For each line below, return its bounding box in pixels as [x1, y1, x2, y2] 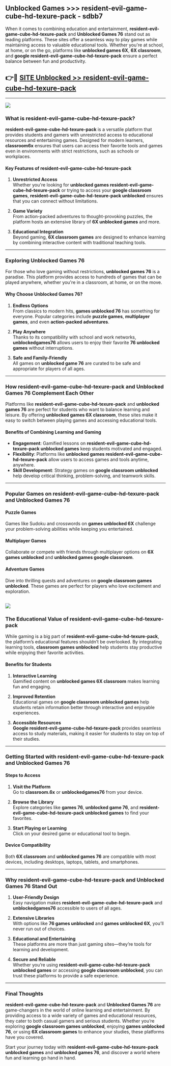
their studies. [12, 736, 41, 742]
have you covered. [5, 1034, 44, 1041]
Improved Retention [12, 693, 56, 699]
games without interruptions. [12, 345, 74, 351]
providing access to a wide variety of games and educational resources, [5, 1012, 157, 1019]
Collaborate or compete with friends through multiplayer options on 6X [5, 549, 154, 555]
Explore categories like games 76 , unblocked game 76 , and [12, 804, 138, 810]
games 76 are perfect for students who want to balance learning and [5, 406, 150, 412]
